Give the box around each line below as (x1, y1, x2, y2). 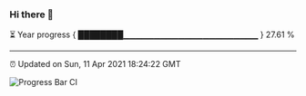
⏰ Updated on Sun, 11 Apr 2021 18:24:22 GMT (9, 59, 181, 70)
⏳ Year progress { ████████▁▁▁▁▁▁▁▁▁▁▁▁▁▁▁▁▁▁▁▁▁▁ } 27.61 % (9, 29, 295, 40)
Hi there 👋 (9, 8, 55, 21)
